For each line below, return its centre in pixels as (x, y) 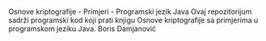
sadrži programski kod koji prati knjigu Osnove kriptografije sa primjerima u (133, 20)
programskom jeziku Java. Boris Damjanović (82, 29)
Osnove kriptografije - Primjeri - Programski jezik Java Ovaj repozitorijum (130, 12)
